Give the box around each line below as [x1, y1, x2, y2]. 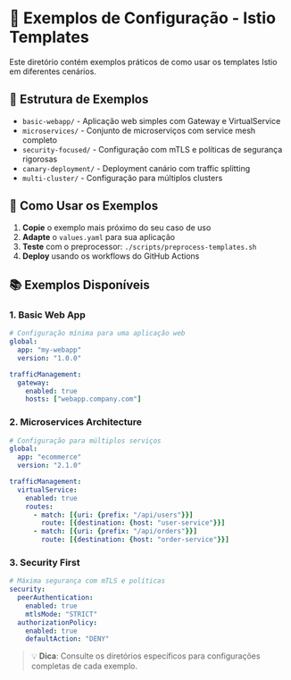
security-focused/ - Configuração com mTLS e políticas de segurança [21, 144, 283, 154]
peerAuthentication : [17, 593, 94, 602]
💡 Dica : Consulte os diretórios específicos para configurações [30, 651, 261, 661]
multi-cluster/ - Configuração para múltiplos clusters [21, 172, 223, 183]
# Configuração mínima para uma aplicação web [9, 329, 186, 338]
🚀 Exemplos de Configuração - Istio [9, 8, 277, 29]
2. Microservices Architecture [9, 416, 143, 428]
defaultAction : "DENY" [25, 634, 110, 643]
